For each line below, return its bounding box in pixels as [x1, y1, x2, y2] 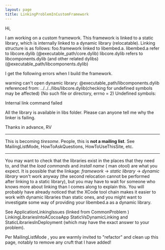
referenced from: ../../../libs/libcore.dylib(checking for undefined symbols [5, 85, 153, 91]
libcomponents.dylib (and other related [5, 56, 84, 61]
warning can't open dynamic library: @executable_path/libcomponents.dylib [5, 80, 160, 86]
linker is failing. [5, 114, 36, 120]
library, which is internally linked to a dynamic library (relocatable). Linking [5, 40, 156, 46]
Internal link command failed [5, 100, 63, 106]
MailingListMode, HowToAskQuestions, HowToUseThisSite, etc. [5, 143, 134, 149]
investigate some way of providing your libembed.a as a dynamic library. [5, 199, 152, 205]
